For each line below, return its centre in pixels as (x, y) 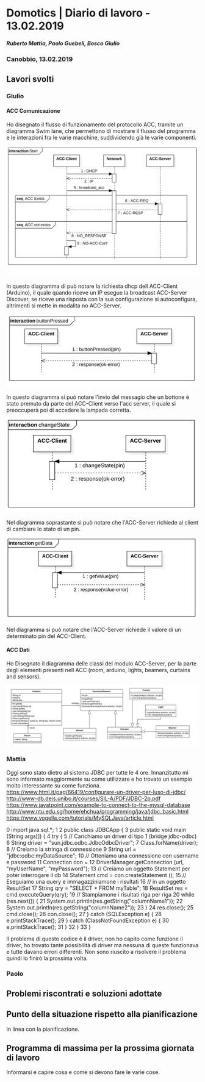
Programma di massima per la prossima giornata (100, 1048)
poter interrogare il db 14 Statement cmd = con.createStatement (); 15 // (96, 875)
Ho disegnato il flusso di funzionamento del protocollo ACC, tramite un (95, 124)
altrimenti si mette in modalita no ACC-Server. (64, 306)
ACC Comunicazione (33, 111)
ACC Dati (18, 650)
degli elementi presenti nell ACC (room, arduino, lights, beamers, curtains (99, 670)
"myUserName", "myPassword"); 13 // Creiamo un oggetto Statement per (98, 869)
